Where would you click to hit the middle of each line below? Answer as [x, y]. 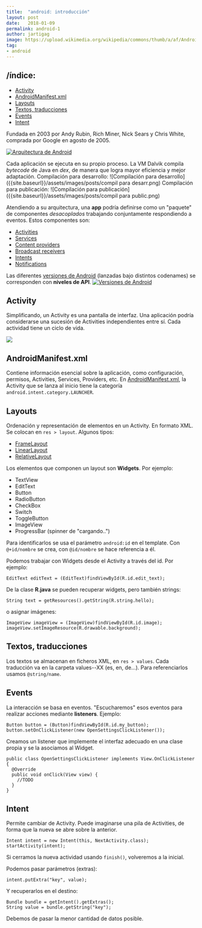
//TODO [25, 780]
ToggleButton [32, 518]
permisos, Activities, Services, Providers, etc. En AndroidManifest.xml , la [96, 379]
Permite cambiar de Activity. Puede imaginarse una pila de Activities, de [95, 823]
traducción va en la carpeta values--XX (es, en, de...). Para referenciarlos [97, 668]
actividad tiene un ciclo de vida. [46, 328]
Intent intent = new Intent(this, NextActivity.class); [78, 841]
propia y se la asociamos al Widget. [50, 748]
